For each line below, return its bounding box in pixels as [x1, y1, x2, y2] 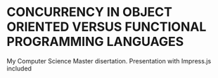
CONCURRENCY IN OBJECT [6, 4, 173, 20]
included [6, 64, 32, 72]
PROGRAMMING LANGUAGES [6, 34, 184, 49]
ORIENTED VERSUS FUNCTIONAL [6, 19, 207, 35]
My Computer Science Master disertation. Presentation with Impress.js [6, 56, 212, 65]
